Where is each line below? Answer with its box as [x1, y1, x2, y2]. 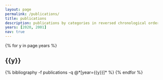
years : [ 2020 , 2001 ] [5, 25, 47, 30]
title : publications [5, 16, 47, 21]
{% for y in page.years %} [5, 43, 57, 48]
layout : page [5, 7, 32, 12]
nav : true [5, 29, 25, 34]
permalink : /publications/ [5, 12, 60, 16]
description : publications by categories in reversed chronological [5, 20, 147, 26]
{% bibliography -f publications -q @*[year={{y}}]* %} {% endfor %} [5, 69, 143, 75]
